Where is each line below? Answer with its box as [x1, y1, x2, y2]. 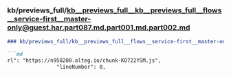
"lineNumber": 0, [56, 63, 107, 70]
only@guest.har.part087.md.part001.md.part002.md [7, 23, 190, 32]
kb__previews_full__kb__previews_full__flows [66, 5, 222, 15]
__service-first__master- [7, 14, 91, 23]
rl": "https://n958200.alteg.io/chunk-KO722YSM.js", [7, 57, 162, 64]
